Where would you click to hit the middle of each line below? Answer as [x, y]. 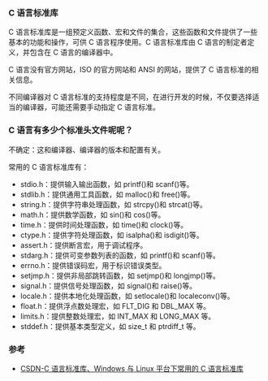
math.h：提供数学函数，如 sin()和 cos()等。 [93, 214]
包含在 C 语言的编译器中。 [73, 52]
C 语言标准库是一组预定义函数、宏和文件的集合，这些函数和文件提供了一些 [133, 32]
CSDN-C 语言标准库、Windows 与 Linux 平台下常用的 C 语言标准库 [132, 368]
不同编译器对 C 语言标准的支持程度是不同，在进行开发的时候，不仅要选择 [131, 97]
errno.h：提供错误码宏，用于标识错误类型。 [93, 265]
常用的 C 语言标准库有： [49, 167]
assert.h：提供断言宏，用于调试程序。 [84, 245]
